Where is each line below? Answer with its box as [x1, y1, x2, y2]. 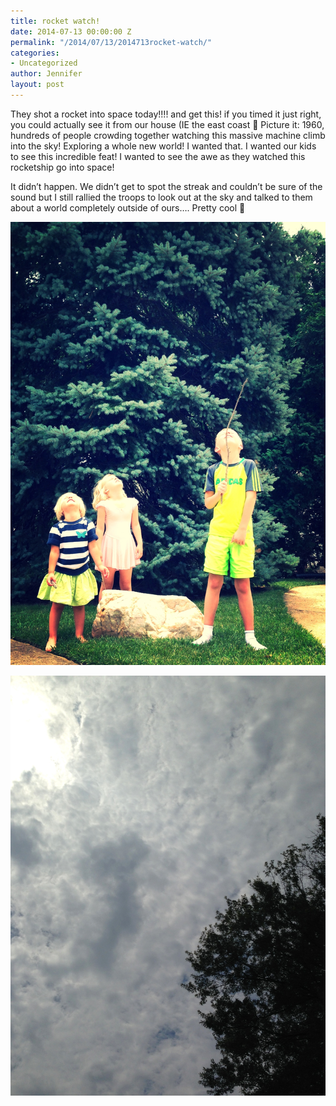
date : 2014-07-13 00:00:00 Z [10, 26, 132, 37]
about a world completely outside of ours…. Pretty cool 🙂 [10, 201, 246, 214]
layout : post [10, 80, 65, 90]
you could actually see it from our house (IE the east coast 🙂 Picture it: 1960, [10, 118, 325, 130]
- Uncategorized [10, 58, 78, 69]
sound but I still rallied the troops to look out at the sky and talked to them [10, 191, 313, 203]
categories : [10, 48, 60, 58]
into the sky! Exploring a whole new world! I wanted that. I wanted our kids [10, 140, 317, 152]
